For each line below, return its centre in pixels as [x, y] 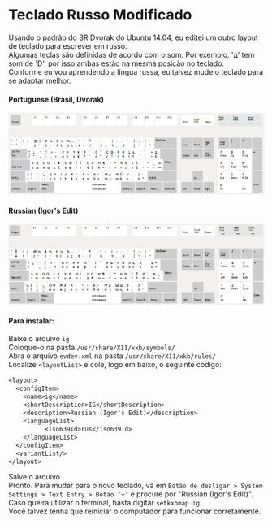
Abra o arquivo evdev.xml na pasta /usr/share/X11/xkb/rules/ [112, 356]
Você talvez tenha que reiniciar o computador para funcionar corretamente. [135, 511]
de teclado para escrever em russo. [68, 45]
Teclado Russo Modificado [100, 15]
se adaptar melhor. [40, 80]
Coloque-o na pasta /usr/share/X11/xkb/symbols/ [92, 348]
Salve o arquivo [35, 477]
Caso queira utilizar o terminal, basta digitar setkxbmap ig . [105, 503]
